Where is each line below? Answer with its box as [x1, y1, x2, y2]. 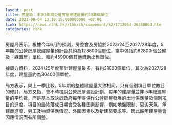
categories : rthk [5, 27, 42, 32]
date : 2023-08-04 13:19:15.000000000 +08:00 [5, 17, 102, 22]
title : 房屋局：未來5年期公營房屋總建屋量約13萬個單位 [5, 12, 109, 17]
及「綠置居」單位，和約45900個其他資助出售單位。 [5, 54, 114, 60]
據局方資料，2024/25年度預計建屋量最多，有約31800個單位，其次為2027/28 [5, 65, 167, 71]
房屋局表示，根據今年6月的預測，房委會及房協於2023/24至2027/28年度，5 [5, 41, 164, 48]
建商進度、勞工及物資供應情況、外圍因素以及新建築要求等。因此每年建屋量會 [5, 108, 167, 114]
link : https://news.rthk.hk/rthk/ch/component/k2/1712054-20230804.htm [5, 22, 161, 27]
